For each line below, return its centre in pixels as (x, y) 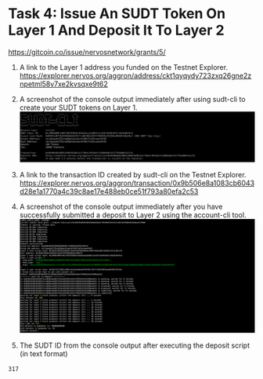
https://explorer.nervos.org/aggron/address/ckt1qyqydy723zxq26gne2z (135, 75)
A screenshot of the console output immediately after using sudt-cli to (132, 99)
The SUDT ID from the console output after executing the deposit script (135, 345)
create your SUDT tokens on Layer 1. (78, 108)
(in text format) (43, 354)
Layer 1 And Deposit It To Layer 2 (116, 30)
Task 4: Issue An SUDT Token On (117, 14)
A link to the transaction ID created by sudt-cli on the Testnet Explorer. (133, 174)
